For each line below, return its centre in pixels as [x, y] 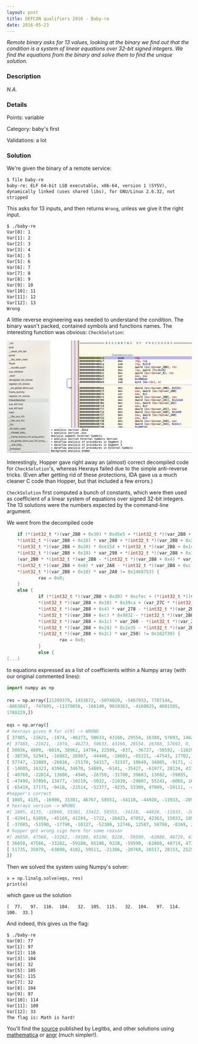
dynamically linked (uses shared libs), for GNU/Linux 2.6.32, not [91, 192]
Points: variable [26, 117]
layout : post [23, 12]
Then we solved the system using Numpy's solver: [68, 867]
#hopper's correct [29, 793]
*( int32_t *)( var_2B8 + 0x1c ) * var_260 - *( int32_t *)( [109, 621]
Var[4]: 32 [20, 965]
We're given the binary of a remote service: [59, 169]
